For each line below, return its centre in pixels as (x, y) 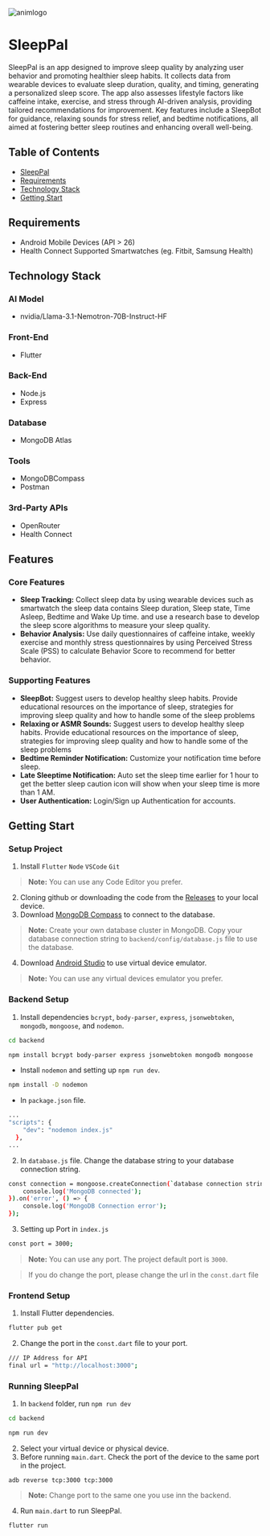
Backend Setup (39, 1000)
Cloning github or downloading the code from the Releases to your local (139, 898)
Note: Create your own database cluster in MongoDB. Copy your (135, 931)
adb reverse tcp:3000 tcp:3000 (61, 1480)
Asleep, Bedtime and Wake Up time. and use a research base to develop (139, 617)
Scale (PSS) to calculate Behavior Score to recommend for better (127, 651)
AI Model (26, 299)
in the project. (43, 1465)
